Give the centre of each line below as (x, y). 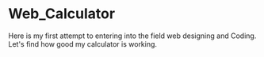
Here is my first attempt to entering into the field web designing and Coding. (132, 36)
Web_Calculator (62, 14)
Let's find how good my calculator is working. (82, 44)
